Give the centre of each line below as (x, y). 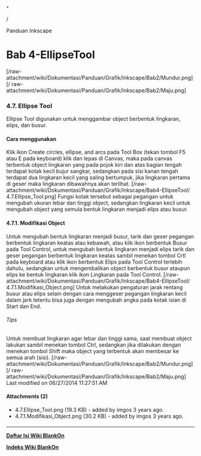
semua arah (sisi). (28, 357)
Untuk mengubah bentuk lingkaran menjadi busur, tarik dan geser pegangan (100, 236)
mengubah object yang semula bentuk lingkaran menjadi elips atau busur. (97, 209)
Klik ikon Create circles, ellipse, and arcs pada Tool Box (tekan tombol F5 (96, 152)
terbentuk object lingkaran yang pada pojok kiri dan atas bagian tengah (94, 165)
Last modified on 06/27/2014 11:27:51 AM (57, 382)
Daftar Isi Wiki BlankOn (35, 435)
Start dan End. (24, 306)
